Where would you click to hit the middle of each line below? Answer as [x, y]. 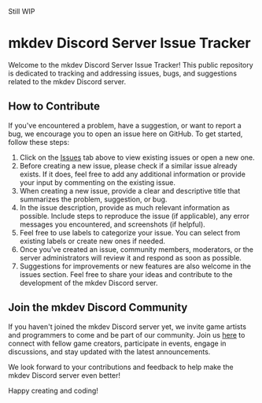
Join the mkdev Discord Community [98, 307]
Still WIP [22, 11]
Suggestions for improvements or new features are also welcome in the [135, 266]
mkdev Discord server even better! [64, 375]
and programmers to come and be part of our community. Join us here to [127, 335]
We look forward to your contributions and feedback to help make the [121, 367]
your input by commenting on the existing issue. [97, 182]
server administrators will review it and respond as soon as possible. [131, 257]
